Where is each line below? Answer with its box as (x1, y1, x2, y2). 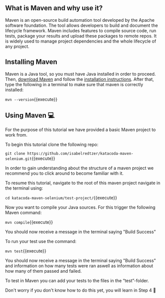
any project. (5, 43, 30, 49)
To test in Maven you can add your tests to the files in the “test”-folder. (5, 278, 149, 284)
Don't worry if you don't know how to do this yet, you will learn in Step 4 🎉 (5, 287, 157, 294)
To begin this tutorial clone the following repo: (5, 142, 99, 148)
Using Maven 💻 (5, 111, 55, 120)
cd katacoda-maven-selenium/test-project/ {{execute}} (5, 195, 118, 201)
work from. (5, 132, 28, 138)
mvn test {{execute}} (5, 248, 47, 254)
